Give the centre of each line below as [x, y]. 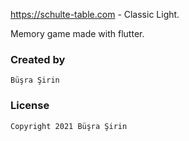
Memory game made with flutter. [77, 33]
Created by [38, 59]
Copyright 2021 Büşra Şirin [69, 126]
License [30, 106]
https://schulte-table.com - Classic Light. [95, 14]
